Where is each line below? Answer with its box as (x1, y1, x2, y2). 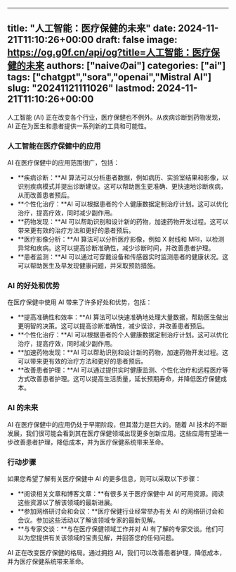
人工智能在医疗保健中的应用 (7, 141, 101, 151)
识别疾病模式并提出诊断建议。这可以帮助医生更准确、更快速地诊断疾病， (17, 182, 227, 191)
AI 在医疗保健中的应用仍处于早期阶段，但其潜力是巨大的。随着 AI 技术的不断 (7, 420, 228, 428)
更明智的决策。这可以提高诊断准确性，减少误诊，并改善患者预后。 (17, 322, 209, 330)
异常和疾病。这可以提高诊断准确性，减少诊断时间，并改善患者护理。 (17, 244, 215, 252)
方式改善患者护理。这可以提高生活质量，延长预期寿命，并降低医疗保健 (17, 375, 221, 383)
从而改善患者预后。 (17, 191, 74, 199)
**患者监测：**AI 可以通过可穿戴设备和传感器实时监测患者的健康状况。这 (17, 253, 229, 261)
